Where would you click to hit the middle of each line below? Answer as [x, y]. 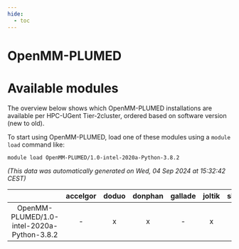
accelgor [81, 196]
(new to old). [26, 123]
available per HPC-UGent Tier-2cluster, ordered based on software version [117, 115]
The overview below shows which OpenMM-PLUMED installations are [110, 108]
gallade [183, 196]
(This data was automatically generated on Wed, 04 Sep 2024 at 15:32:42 [117, 171]
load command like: [36, 144]
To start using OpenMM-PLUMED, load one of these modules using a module [119, 137]
